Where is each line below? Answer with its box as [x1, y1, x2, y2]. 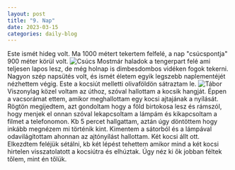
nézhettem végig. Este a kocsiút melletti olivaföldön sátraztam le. [7, 79, 197, 89]
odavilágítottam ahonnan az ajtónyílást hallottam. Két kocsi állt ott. [7, 132, 200, 141]
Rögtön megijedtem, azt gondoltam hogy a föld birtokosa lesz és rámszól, [7, 102, 222, 110]
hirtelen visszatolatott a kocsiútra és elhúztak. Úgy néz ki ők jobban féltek [7, 147, 222, 156]
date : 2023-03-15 [7, 23, 59, 30]
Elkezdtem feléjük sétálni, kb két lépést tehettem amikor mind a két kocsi [7, 140, 219, 149]
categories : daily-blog [7, 30, 78, 38]
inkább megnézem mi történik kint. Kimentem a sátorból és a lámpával [7, 125, 212, 133]
